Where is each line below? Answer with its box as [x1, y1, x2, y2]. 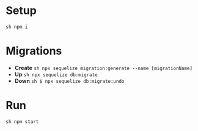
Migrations [5, 44, 62, 58]
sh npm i [5, 24, 28, 30]
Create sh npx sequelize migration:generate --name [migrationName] [14, 64, 193, 71]
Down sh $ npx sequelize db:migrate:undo [14, 77, 125, 84]
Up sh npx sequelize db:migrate [14, 71, 98, 78]
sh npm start [5, 118, 39, 125]
